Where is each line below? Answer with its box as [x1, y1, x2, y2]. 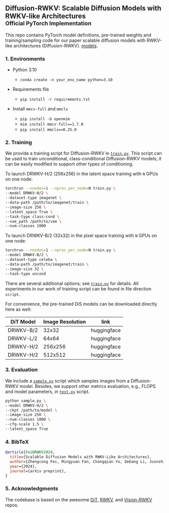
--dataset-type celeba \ [5, 257, 57, 262]
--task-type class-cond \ [5, 214, 59, 219]
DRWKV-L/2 [8, 335, 38, 342]
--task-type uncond [5, 271, 46, 276]
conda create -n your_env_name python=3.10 [20, 78, 113, 83]
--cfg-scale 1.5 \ [5, 422, 44, 427]
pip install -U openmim [20, 117, 70, 122]
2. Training [5, 139, 32, 146]
